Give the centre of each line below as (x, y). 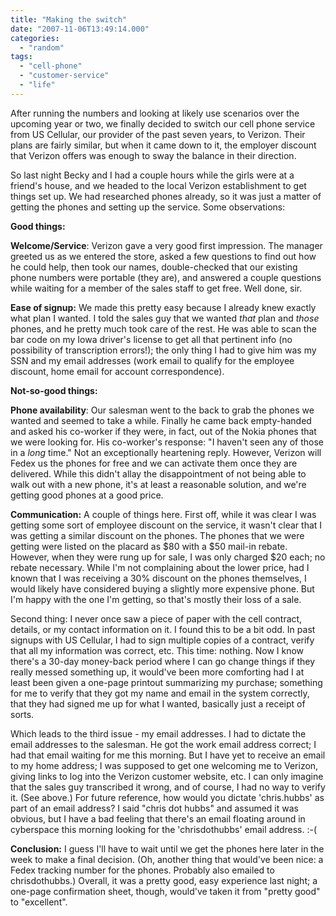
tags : (21, 57)
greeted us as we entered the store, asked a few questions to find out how (163, 256)
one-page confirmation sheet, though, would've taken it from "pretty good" (165, 891)
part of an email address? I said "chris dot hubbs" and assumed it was (154, 808)
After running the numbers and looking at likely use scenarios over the (155, 113)
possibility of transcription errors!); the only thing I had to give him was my (163, 350)
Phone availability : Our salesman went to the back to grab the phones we (162, 410)
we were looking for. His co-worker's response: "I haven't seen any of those (167, 442)
